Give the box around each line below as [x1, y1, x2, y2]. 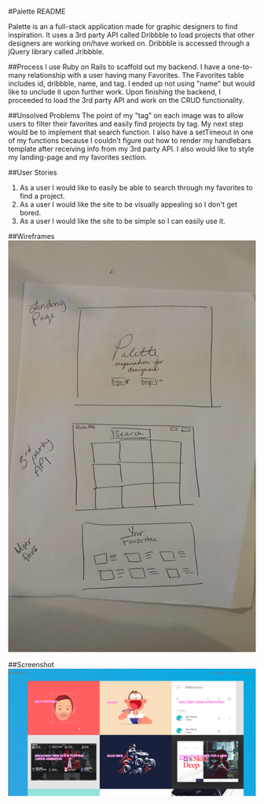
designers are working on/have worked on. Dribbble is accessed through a [8, 39, 250, 48]
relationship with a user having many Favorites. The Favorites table [27, 71, 244, 79]
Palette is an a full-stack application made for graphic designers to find [8, 22, 238, 31]
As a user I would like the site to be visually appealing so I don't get [19, 200, 237, 209]
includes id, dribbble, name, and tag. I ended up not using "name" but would [8, 79, 255, 88]
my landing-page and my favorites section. [8, 152, 147, 162]
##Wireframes [8, 232, 55, 240]
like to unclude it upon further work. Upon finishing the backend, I [8, 87, 222, 97]
